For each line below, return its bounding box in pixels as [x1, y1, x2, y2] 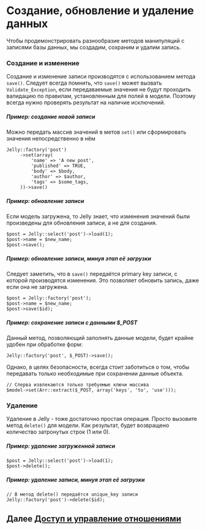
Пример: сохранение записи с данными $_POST [6, 318, 138, 326]
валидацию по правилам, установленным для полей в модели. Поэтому [6, 93, 196, 100]
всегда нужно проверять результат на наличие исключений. [6, 99, 165, 106]
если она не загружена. [6, 283, 69, 291]
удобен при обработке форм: [6, 341, 83, 348]
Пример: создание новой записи [6, 113, 96, 120]
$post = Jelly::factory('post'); [6, 295, 92, 301]
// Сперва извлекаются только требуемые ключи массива [6, 382, 149, 388]
